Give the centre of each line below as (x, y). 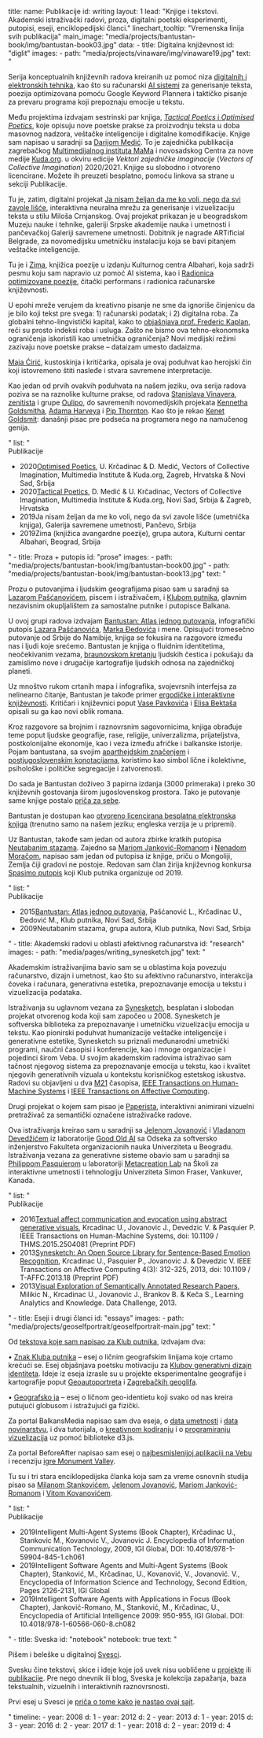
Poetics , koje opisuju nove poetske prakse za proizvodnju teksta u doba (124, 126)
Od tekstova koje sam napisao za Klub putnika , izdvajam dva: (107, 1342)
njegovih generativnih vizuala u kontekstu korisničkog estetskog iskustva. (127, 1074)
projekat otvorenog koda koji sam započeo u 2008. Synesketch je (114, 1016)
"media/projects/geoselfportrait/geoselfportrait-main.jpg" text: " (112, 1326)
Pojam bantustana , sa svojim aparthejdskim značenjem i (99, 752)
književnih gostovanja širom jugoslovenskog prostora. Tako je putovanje (124, 792)
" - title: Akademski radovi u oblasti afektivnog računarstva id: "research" (126, 943)
